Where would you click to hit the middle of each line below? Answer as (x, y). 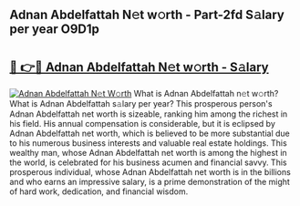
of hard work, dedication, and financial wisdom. (99, 191)
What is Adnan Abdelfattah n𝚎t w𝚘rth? (206, 93)
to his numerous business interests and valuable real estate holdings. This (148, 143)
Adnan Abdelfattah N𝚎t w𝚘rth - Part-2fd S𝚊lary (147, 15)
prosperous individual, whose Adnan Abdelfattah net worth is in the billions (150, 172)
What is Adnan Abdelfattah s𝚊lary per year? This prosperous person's (141, 103)
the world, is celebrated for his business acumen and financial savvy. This (148, 162)
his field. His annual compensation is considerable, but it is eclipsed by (143, 124)
